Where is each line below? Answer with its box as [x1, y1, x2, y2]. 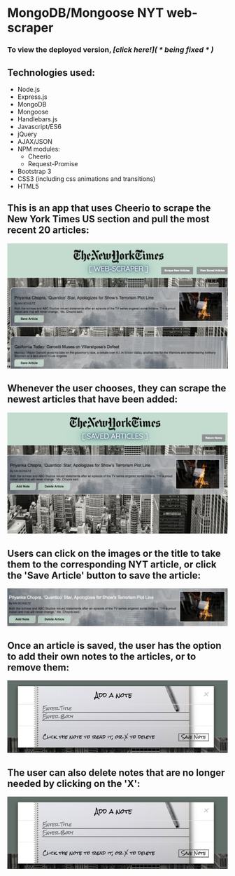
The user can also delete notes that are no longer [7, 767, 225, 779]
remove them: [7, 661, 70, 673]
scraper [7, 20, 54, 36]
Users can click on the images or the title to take [7, 547, 222, 559]
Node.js [17, 85, 41, 93]
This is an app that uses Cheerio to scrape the [7, 202, 211, 215]
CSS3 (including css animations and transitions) [17, 174, 156, 183]
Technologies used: [7, 67, 96, 79]
